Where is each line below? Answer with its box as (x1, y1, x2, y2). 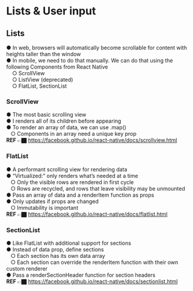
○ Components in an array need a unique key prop (10, 130, 137, 138)
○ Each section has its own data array (10, 252, 105, 259)
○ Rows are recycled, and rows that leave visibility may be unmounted (10, 185, 185, 192)
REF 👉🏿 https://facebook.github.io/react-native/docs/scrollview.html (6, 136, 177, 144)
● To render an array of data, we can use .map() (6, 124, 127, 131)
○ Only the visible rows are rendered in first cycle (10, 179, 134, 186)
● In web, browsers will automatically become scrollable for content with (6, 44, 188, 51)
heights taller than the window (6, 51, 81, 58)
